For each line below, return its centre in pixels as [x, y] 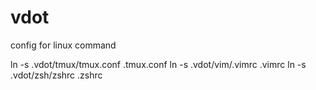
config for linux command [63, 45]
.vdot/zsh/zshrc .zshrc [56, 75]
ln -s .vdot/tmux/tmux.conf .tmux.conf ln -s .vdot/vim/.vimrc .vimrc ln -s [158, 64]
